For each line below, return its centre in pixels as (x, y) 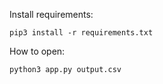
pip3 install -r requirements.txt (81, 33)
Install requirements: (51, 14)
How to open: (37, 51)
